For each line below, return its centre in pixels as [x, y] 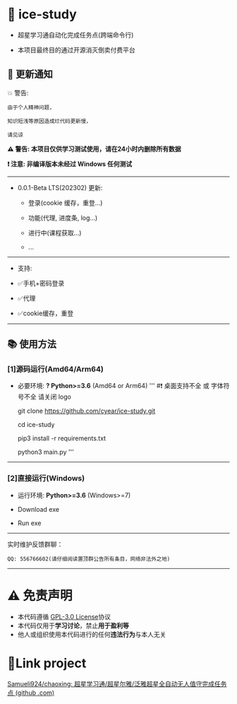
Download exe [38, 509]
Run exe [29, 523]
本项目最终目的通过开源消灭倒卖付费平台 [76, 49]
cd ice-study [36, 425]
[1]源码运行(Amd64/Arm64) [55, 369]
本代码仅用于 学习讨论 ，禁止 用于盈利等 [73, 626]
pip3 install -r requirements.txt [62, 438]
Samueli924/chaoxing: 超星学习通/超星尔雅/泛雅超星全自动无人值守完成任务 [117, 684]
